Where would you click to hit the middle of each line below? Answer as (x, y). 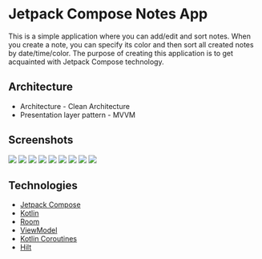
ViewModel (38, 230)
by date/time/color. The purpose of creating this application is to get (121, 53)
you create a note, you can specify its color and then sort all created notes (131, 44)
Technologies (43, 185)
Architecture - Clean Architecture (75, 106)
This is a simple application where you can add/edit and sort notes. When (129, 36)
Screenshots (41, 140)
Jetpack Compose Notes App (108, 14)
